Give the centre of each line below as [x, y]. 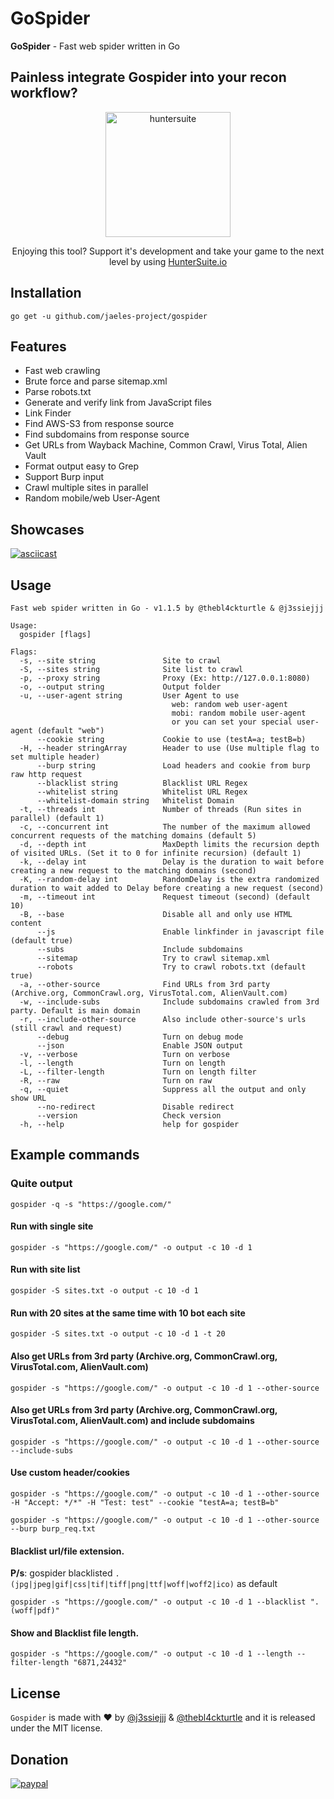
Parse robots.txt [58, 392]
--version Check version [129, 1116]
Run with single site [52, 1226]
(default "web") [70, 731]
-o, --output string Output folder [120, 687]
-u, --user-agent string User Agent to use [129, 696]
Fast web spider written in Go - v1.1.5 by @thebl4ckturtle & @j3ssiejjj [167, 608]
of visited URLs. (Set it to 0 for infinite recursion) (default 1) [156, 853]
